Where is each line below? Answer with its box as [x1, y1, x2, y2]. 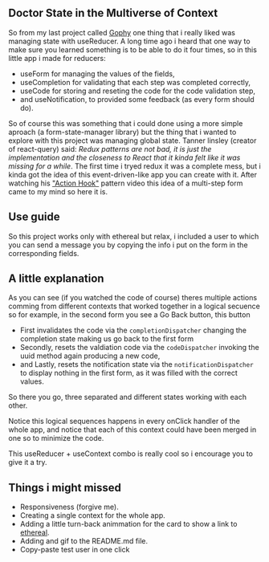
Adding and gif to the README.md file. [19, 536, 149, 546]
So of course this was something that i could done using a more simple [8, 118, 243, 128]
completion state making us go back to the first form [19, 334, 194, 344]
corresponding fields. [8, 248, 79, 258]
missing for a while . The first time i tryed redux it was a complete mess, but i [8, 161, 261, 171]
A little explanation [8, 272, 104, 286]
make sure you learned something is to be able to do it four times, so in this [8, 44, 257, 55]
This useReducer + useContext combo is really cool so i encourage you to [8, 449, 253, 458]
